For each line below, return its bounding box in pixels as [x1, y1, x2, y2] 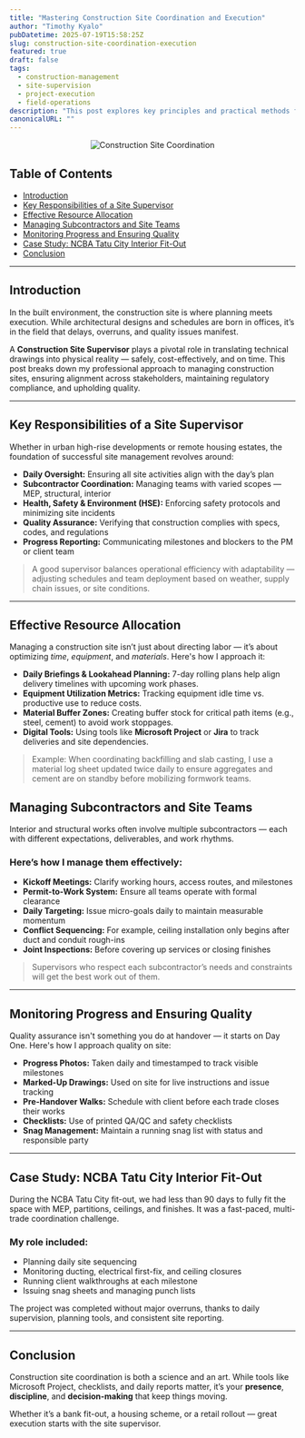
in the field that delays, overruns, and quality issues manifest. [9, 326, 239, 337]
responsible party [22, 1135, 89, 1145]
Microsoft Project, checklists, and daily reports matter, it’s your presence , [9, 1382, 284, 1393]
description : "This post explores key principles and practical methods [9, 106, 290, 115]
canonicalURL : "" [9, 114, 75, 124]
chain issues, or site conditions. [31, 582, 151, 593]
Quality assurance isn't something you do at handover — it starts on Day [9, 1030, 280, 1041]
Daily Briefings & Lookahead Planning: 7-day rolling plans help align [22, 669, 280, 679]
